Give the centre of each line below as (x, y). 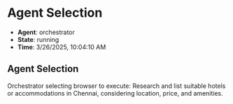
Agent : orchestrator (46, 32)
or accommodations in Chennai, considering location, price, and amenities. (115, 93)
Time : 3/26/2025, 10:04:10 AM (62, 47)
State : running (38, 39)
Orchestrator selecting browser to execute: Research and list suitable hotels (116, 86)
